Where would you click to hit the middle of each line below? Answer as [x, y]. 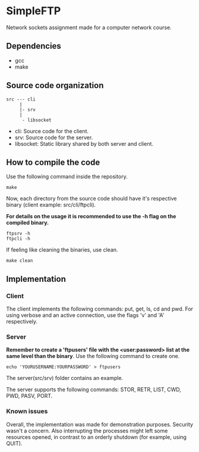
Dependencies [34, 46]
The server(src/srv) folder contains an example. [65, 378]
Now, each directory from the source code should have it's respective [91, 199]
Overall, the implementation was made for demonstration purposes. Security [100, 424]
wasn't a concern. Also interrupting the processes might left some [87, 431]
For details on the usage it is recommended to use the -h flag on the [91, 216]
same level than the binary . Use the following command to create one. [93, 356]
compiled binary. [28, 223]
